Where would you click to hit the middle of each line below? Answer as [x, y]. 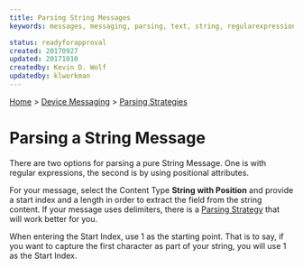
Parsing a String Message [107, 139]
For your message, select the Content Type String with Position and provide [151, 189]
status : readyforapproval [58, 42]
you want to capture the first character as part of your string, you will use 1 [148, 245]
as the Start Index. [43, 255]
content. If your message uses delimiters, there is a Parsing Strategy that [145, 209]
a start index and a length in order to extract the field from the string [136, 199]
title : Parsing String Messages [70, 18]
